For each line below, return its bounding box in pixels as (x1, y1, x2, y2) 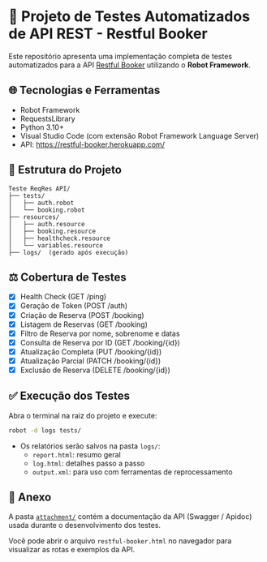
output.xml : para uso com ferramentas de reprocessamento (32, 466, 233, 477)
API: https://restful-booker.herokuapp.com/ (19, 139, 165, 149)
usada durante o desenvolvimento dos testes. (8, 521, 161, 530)
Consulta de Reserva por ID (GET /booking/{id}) (19, 337, 180, 347)
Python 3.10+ (19, 122, 65, 132)
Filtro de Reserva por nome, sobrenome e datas (19, 328, 180, 338)
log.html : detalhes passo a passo (32, 458, 145, 468)
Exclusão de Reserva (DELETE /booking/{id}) (19, 365, 170, 375)
